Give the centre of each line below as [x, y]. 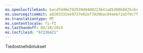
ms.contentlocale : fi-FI [31, 23]
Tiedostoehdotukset [25, 46]
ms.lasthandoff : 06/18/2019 [34, 28]
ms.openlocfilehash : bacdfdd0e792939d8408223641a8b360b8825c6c [72, 10]
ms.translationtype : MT [30, 19]
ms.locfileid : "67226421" [32, 32]
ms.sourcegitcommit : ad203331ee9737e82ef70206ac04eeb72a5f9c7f [72, 14]
